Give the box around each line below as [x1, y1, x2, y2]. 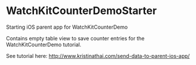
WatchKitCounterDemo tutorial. [6, 41, 82, 48]
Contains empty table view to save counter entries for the [6, 35, 145, 42]
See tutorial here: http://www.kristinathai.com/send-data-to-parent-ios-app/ [6, 52, 190, 59]
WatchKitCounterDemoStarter [6, 4, 157, 18]
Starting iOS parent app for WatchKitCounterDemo [6, 23, 128, 30]
